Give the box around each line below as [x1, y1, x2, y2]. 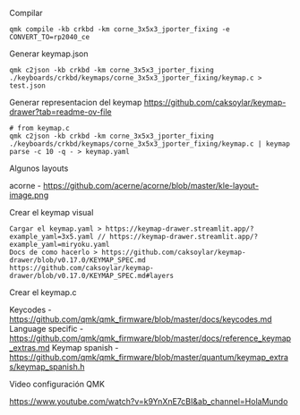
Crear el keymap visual [9, 207, 94, 217]
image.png [9, 190, 49, 200]
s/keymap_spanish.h [9, 361, 85, 372]
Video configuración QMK [9, 379, 106, 389]
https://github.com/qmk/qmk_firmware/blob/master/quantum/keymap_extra [9, 352, 289, 362]
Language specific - [9, 324, 83, 334]
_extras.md [9, 343, 51, 352]
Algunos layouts [9, 163, 69, 174]
